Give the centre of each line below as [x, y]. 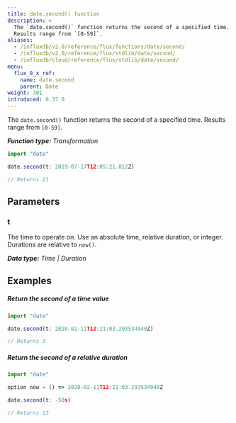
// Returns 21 [28, 179]
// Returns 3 [27, 342]
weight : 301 [25, 93]
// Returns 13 [28, 413]
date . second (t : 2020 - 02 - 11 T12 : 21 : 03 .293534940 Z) [80, 329]
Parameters [34, 202]
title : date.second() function [54, 14]
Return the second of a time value [58, 299]
